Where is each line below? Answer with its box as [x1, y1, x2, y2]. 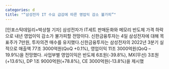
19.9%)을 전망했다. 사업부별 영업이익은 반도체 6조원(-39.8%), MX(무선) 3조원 [5, 51, 159, 58]
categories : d [5, 7, 35, 13]
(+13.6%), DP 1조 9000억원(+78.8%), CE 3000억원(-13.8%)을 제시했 [5, 58, 144, 64]
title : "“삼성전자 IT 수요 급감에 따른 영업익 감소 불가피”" [5, 12, 117, 17]
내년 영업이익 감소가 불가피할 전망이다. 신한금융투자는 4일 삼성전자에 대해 [14, 33, 159, 39]
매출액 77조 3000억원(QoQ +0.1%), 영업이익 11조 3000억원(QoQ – [18, 45, 151, 51]
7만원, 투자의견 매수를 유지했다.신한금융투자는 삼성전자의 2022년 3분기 [18, 39, 159, 45]
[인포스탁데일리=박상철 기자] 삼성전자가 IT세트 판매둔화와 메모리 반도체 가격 [5, 26, 154, 33]
